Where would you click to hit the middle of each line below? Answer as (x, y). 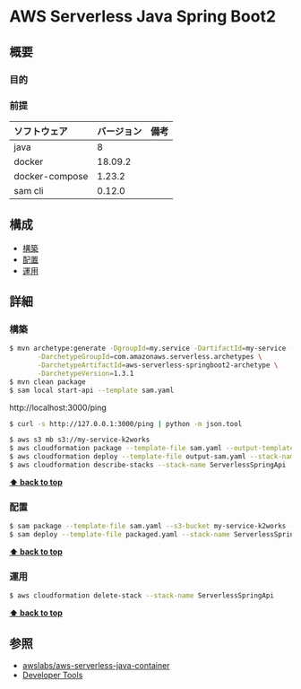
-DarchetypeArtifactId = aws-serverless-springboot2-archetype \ (158, 365)
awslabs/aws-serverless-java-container (96, 665)
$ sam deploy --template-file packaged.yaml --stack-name (120, 535)
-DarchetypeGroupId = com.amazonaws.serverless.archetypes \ (150, 357)
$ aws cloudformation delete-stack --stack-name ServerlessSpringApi (142, 596)
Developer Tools (52, 675)
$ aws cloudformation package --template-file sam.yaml (116, 449)
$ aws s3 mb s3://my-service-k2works (80, 440)
